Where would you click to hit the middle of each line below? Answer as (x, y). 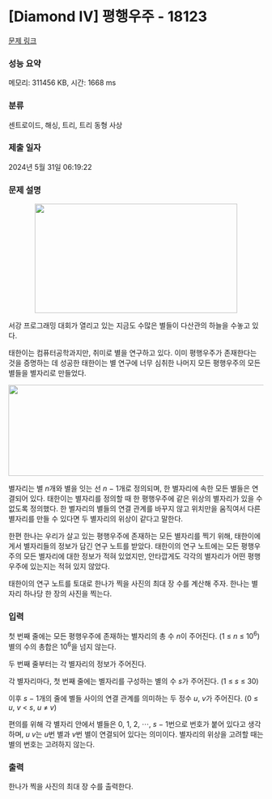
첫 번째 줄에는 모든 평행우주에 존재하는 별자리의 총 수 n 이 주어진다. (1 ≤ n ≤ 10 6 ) (134, 635)
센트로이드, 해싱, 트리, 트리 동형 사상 (66, 125)
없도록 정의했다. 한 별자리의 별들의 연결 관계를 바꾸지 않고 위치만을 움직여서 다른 (135, 509)
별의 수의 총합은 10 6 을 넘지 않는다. (62, 646)
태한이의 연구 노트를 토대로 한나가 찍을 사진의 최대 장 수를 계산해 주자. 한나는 (129, 584)
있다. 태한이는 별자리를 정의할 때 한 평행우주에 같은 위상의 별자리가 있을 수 (146, 499)
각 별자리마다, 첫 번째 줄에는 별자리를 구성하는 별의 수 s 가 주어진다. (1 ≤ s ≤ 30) (134, 681)
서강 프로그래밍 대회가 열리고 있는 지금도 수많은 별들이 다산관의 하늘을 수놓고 (130, 325)
